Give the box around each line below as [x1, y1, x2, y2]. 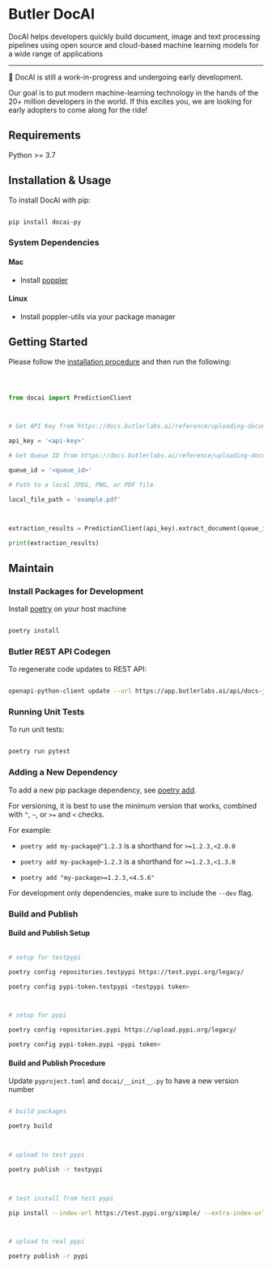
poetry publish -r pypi [8, 1253, 89, 1261]
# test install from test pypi [8, 1194, 114, 1202]
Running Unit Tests [8, 707, 85, 718]
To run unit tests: [8, 724, 65, 734]
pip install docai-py [8, 218, 82, 226]
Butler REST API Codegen [8, 646, 111, 657]
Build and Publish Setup [8, 929, 91, 938]
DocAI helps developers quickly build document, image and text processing [8, 32, 261, 41]
